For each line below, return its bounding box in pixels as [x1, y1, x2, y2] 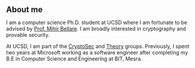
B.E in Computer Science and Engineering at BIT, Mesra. [6, 55, 143, 62]
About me [6, 5, 43, 15]
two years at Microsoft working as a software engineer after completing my [6, 49, 189, 56]
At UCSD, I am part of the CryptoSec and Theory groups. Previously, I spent [6, 43, 190, 50]
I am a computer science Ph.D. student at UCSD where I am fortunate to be [6, 19, 188, 26]
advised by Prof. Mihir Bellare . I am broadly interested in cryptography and [6, 25, 186, 32]
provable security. [6, 32, 50, 38]
